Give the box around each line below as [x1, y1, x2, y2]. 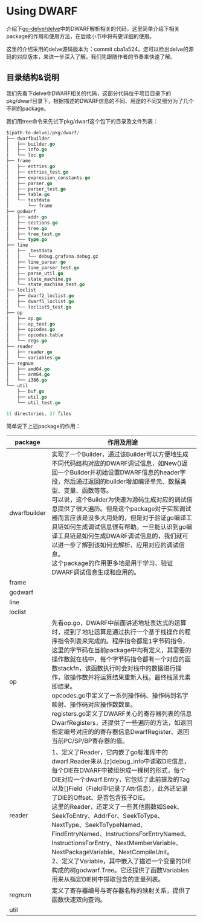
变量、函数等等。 [63, 486, 113, 494]
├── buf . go [17, 388, 45, 394]
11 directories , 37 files [6, 410, 71, 417]
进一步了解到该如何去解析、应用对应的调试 [57, 540, 179, 549]
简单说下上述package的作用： [6, 422, 81, 430]
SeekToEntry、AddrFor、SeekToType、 [51, 811, 164, 820]
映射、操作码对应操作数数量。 [51, 700, 137, 708]
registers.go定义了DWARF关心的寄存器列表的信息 [51, 709, 192, 718]
